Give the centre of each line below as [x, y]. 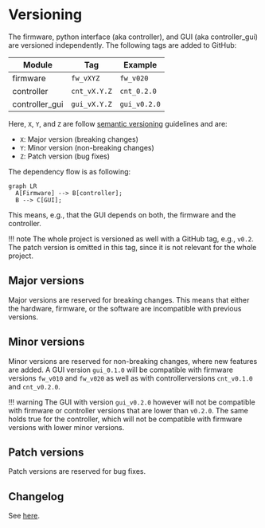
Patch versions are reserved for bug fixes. [77, 471]
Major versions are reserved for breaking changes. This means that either [129, 299]
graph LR [23, 186]
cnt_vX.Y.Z [92, 91]
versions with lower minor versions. [66, 427]
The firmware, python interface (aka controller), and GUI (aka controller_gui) [133, 37]
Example [140, 65]
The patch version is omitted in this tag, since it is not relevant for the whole [132, 247]
